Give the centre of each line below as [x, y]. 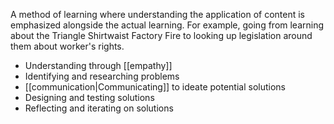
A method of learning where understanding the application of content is [157, 14]
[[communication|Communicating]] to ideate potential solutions [155, 87]
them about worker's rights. [67, 46]
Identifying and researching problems [102, 76]
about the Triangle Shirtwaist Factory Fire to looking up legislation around [161, 35]
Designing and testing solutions [89, 97]
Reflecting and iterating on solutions [99, 108]
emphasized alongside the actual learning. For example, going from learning [167, 25]
